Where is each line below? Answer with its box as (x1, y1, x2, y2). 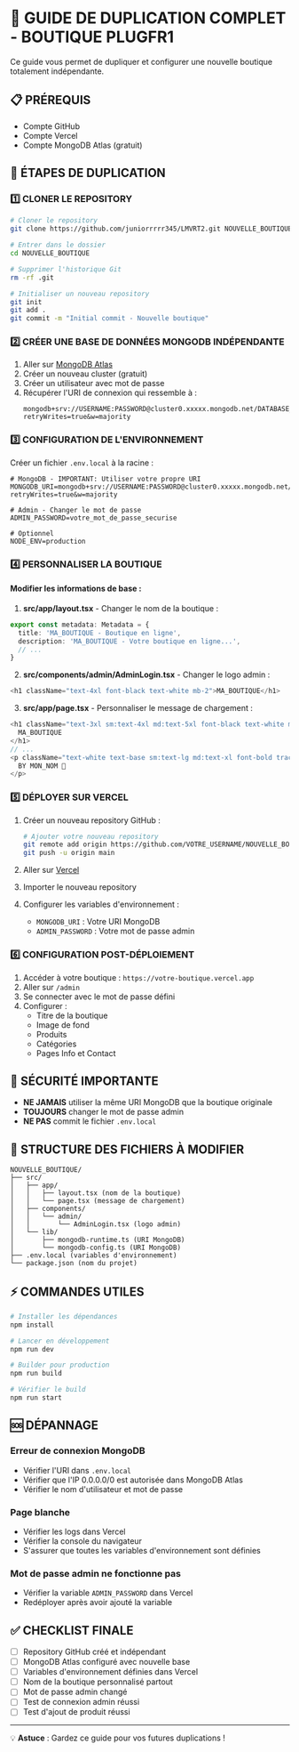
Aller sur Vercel (22, 865, 80, 876)
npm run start (10, 1393, 63, 1402)
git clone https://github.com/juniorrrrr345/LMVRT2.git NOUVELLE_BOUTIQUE (10, 224, 293, 234)
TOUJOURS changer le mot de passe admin (22, 1107, 185, 1118)
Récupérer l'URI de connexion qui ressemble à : (22, 387, 198, 399)
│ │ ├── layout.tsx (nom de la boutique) (10, 1189, 181, 1198)
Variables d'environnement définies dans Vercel (22, 1667, 199, 1677)
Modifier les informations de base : (10, 583, 142, 594)
